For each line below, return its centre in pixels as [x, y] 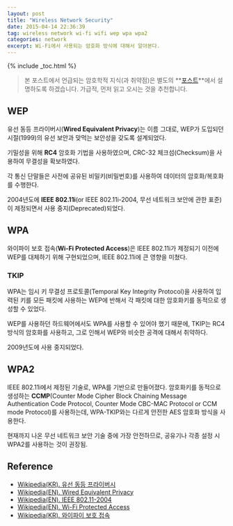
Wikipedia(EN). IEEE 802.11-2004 [65, 500]
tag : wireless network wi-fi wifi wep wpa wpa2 [78, 33]
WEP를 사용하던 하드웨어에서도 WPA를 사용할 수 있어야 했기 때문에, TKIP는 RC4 [116, 323]
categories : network [37, 40]
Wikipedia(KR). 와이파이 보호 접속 [64, 515]
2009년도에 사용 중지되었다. [46, 347]
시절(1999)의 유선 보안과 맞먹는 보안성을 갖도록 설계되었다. [87, 137]
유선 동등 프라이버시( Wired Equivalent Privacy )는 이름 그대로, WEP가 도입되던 [115, 129]
